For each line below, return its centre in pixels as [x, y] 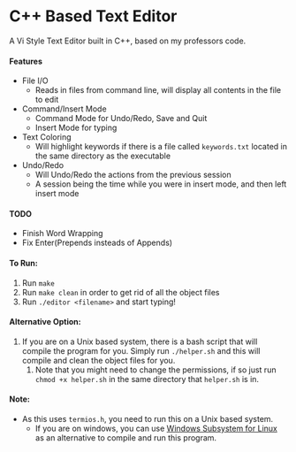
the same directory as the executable [102, 156]
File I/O [35, 80]
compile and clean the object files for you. [99, 360]
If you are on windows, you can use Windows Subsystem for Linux [156, 428]
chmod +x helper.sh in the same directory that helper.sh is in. [147, 379]
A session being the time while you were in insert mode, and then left [161, 184]
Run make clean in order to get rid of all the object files [121, 292]
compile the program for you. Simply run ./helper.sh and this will [141, 350]
